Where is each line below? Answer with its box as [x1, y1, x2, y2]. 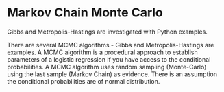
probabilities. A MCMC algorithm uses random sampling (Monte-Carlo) [7, 62, 207, 71]
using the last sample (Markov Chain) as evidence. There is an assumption [7, 70, 218, 78]
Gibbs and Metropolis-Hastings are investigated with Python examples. [7, 27, 208, 36]
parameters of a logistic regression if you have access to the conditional [7, 55, 211, 63]
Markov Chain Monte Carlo [7, 5, 163, 21]
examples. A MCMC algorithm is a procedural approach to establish [7, 48, 198, 56]
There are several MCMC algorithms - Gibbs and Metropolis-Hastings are [7, 41, 214, 49]
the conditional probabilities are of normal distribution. [7, 77, 160, 85]
